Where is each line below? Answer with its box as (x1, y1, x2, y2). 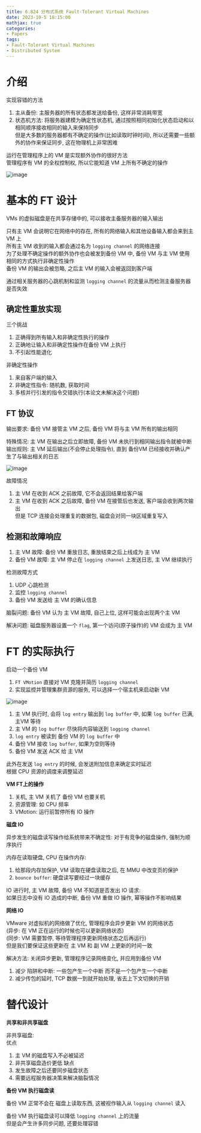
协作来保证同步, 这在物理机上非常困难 (25, 139, 118, 146)
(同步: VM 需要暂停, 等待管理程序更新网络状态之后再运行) (6, 935, 147, 942)
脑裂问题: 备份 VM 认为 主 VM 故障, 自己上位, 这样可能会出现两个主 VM (6, 609, 181, 616)
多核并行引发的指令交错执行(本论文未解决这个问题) (14, 389, 140, 396)
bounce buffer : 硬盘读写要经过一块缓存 (14, 874, 111, 881)
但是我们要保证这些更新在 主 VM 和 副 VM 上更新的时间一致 (6, 942, 153, 949)
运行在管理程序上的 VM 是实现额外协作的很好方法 (6, 151, 128, 158)
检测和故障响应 (6, 532, 62, 542)
